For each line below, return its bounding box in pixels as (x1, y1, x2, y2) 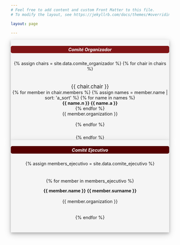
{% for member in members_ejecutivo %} (46, 178, 134, 184)
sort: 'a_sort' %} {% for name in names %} (45, 94, 135, 101)
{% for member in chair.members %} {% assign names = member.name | (12, 89, 168, 95)
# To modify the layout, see (11, 12, 72, 17)
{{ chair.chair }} (70, 83, 110, 90)
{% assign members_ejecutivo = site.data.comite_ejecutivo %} (25, 161, 155, 167)
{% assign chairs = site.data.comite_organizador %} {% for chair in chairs (14, 60, 166, 66)
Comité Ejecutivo (71, 147, 109, 153)
